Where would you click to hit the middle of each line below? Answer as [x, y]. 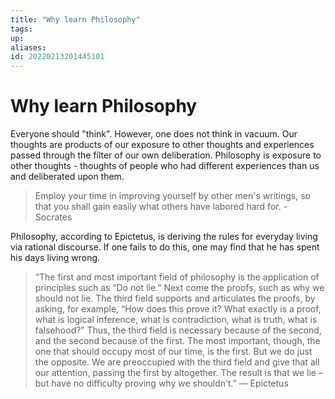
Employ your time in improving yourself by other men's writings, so [172, 196]
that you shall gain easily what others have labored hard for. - [161, 207]
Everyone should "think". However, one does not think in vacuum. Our [154, 134]
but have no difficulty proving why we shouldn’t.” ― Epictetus [161, 383]
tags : [21, 29]
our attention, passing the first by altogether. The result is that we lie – [178, 373]
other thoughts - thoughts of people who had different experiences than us [165, 166]
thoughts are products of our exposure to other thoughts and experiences [162, 145]
